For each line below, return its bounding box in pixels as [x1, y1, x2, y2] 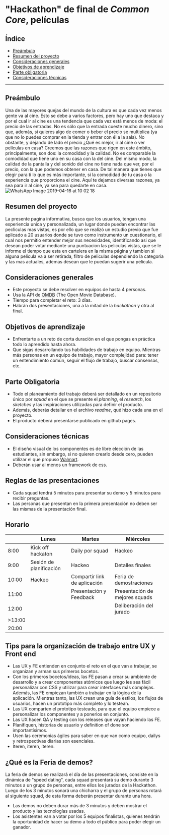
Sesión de [30, 559, 54, 566]
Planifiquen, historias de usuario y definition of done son [12, 722, 130, 728]
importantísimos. [12, 728, 48, 734]
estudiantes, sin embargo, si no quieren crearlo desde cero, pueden [12, 451, 153, 457]
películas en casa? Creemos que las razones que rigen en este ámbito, [5, 145, 152, 151]
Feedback [71, 594, 95, 601]
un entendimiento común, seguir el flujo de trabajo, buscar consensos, [12, 357, 159, 364]
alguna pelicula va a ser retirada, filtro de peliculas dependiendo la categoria [5, 253, 164, 259]
